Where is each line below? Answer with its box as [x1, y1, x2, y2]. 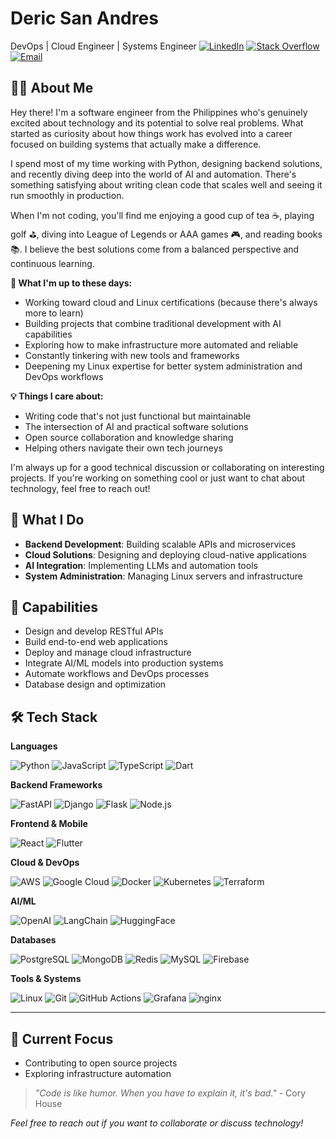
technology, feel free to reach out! [10, 482, 151, 494]
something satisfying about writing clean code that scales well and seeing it [10, 178, 323, 191]
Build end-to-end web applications [24, 636, 168, 648]
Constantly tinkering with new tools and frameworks [24, 349, 240, 361]
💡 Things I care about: [10, 390, 104, 402]
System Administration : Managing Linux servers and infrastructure [24, 570, 303, 582]
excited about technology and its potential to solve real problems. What [10, 117, 304, 129]
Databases [10, 934, 57, 946]
